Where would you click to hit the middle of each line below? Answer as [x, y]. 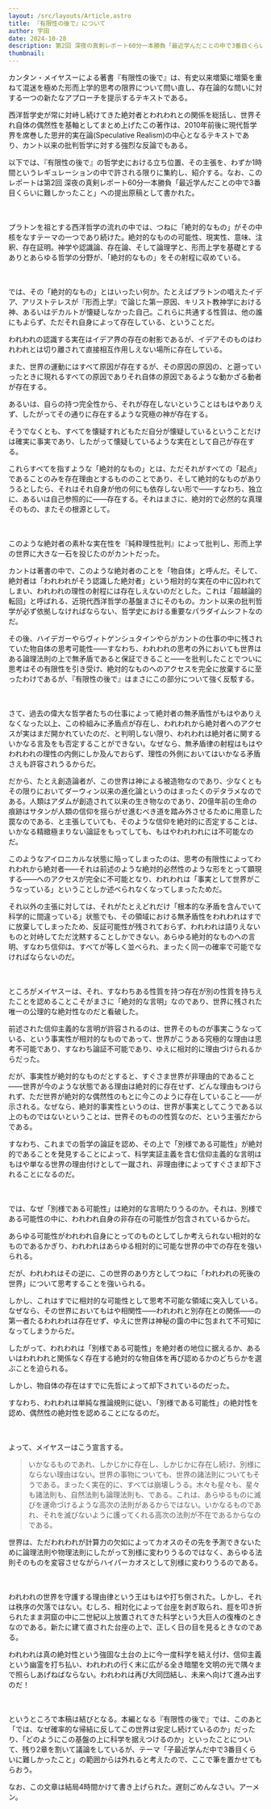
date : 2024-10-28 [38, 38]
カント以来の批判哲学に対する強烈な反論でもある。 [107, 145]
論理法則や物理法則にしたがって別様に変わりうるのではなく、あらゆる [139, 1552]
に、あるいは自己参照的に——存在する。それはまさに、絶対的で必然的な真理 [135, 499]
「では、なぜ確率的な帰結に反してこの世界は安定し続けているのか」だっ [128, 1729]
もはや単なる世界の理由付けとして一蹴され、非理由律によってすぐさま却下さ [135, 1164]
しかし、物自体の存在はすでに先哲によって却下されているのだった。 [121, 1385]
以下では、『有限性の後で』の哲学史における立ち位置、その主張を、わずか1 [132, 162]
